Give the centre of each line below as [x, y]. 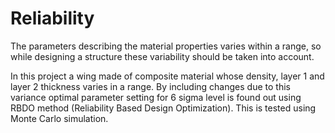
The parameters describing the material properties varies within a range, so [166, 46]
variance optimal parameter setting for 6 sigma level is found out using [156, 97]
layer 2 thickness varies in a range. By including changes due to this [150, 86]
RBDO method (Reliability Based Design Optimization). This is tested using [163, 108]
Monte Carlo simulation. [59, 118]
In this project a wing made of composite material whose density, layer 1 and [167, 76]
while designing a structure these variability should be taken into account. [162, 56]
